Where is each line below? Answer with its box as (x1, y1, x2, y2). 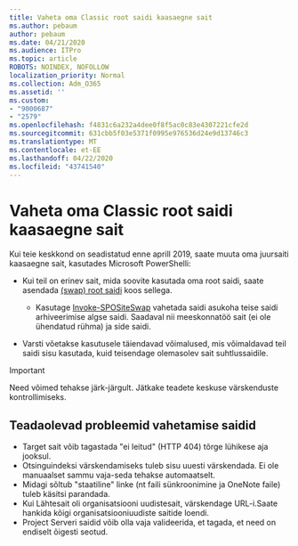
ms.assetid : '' (9, 87, 66, 96)
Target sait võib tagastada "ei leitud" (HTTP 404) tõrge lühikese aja (21, 442, 269, 452)
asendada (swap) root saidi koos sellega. (21, 285, 173, 296)
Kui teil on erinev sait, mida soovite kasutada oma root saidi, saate (21, 275, 264, 286)
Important (9, 365, 45, 376)
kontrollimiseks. (9, 392, 67, 403)
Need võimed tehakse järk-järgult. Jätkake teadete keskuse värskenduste (9, 382, 278, 393)
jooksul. (21, 451, 52, 461)
